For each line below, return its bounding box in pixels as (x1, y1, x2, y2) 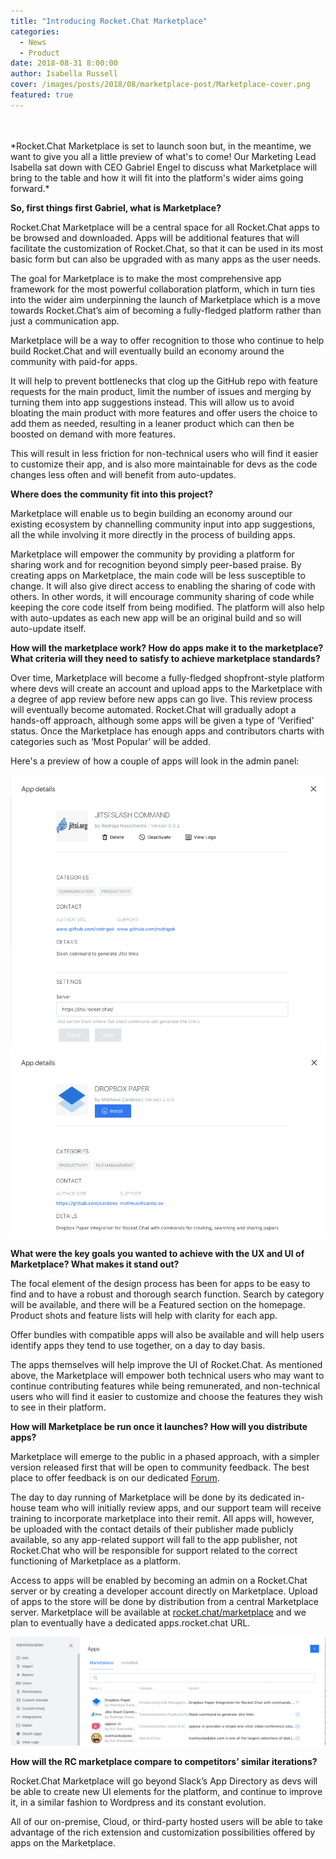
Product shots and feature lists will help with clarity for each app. (10, 1309, 278, 1321)
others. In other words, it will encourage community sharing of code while (10, 590, 315, 602)
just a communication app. (10, 315, 120, 327)
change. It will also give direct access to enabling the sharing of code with (10, 580, 316, 592)
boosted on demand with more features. (10, 428, 176, 440)
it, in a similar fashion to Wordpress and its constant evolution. (10, 1796, 267, 1809)
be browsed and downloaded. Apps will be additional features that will (10, 231, 300, 244)
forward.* (10, 182, 50, 194)
